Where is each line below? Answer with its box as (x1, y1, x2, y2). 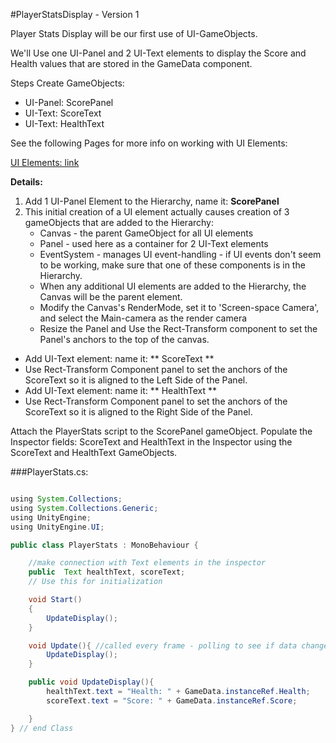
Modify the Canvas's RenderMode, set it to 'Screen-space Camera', (39, 302, 320, 313)
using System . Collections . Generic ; (10, 503, 159, 513)
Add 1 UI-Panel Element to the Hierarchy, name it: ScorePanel (24, 195, 280, 207)
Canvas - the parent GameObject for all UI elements (39, 227, 254, 239)
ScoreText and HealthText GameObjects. (10, 447, 178, 458)
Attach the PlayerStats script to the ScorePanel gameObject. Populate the (10, 425, 313, 437)
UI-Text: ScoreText (24, 107, 102, 119)
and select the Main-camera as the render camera (39, 312, 248, 324)
